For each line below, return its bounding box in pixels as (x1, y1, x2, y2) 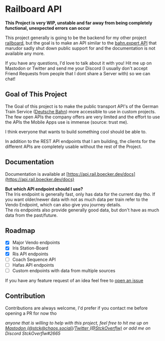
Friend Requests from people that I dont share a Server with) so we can (5, 70, 151, 76)
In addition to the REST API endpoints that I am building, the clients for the (5, 138, 156, 144)
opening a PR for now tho (5, 310, 57, 316)
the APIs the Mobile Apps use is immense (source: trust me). (5, 119, 128, 125)
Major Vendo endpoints (12, 240, 60, 245)
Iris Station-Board (12, 245, 48, 251)
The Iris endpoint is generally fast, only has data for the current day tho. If (5, 191, 156, 197)
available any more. (5, 50, 45, 56)
